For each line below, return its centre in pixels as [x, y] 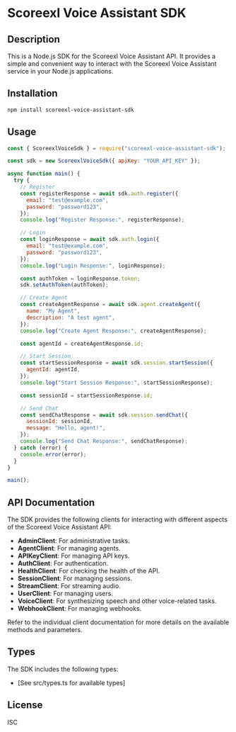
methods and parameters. [45, 630]
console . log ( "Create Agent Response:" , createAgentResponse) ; [113, 331]
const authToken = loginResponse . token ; [80, 278]
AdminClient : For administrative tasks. [73, 541]
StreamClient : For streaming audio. [69, 586]
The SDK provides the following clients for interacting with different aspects [118, 519]
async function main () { [44, 174]
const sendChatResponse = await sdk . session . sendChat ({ [104, 415]
